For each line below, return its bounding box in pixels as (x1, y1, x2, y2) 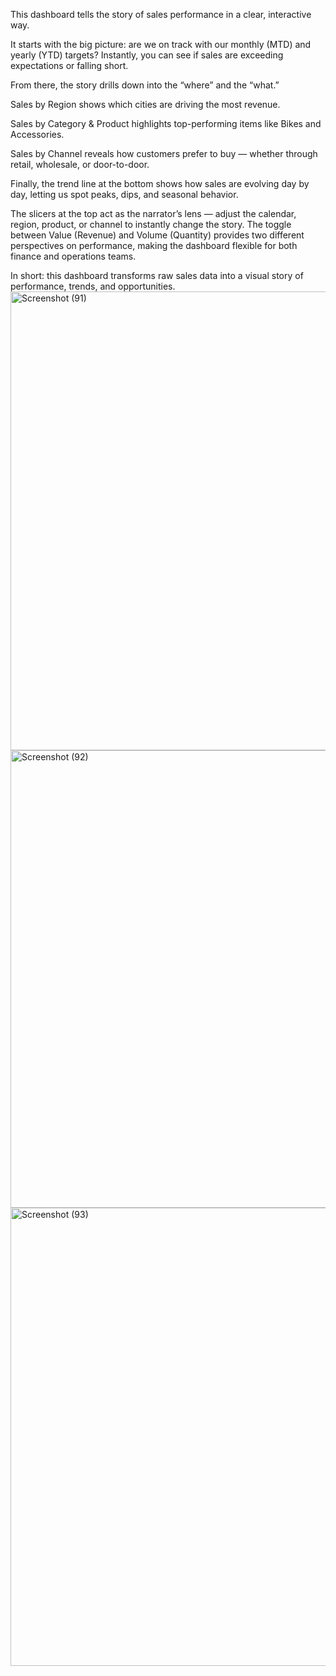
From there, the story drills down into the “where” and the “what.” (10, 79, 280, 91)
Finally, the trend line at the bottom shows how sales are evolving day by (10, 178, 310, 189)
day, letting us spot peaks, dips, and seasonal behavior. (10, 189, 239, 200)
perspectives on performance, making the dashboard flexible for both (10, 240, 298, 251)
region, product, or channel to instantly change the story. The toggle (10, 219, 292, 230)
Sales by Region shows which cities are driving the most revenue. (10, 99, 281, 110)
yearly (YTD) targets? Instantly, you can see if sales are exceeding (10, 49, 284, 61)
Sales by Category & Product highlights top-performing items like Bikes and (10, 118, 322, 129)
